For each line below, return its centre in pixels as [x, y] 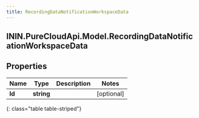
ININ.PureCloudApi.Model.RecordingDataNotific [99, 37]
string [41, 93]
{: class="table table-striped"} [44, 108]
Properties [27, 66]
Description [73, 84]
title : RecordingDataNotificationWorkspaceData [68, 12]
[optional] [110, 93]
